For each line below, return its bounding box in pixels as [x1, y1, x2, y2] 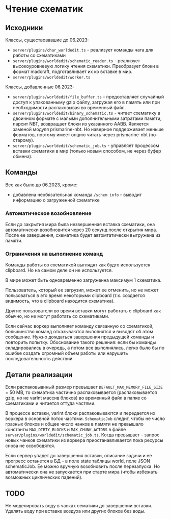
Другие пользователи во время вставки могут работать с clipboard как [5, 308, 161, 314]
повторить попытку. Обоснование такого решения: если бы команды [5, 339, 156, 345]
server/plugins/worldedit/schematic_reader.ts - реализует [12, 58, 140, 64]
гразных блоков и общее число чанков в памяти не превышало [5, 421, 144, 427]
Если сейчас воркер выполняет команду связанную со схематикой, [5, 323, 154, 329]
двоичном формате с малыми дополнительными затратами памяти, [12, 115, 162, 121]
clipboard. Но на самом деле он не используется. [5, 267, 113, 274]
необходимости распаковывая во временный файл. [12, 105, 126, 110]
